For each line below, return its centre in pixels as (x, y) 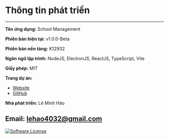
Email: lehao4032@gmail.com (54, 119)
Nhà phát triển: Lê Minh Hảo (35, 103)
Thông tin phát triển (48, 10)
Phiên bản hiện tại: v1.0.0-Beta (37, 39)
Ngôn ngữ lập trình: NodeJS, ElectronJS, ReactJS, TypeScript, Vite (75, 58)
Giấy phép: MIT (21, 68)
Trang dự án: (19, 78)
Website (21, 87)
